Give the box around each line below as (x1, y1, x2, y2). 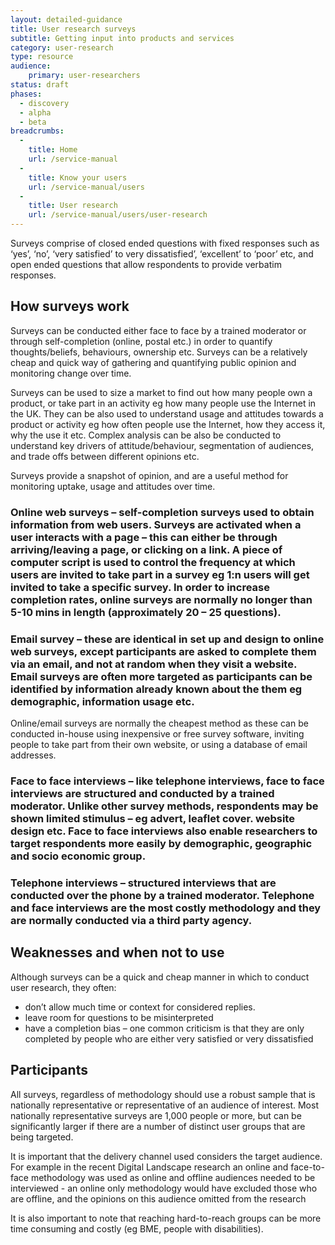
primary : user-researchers (28, 71, 141, 81)
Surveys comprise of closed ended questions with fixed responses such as (10, 237, 320, 249)
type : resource (10, 52, 74, 62)
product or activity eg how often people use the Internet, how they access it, (10, 418, 326, 430)
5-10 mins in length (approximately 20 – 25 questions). (10, 605, 282, 619)
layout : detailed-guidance (10, 14, 123, 25)
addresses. (10, 749, 57, 761)
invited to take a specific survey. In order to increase (10, 580, 270, 594)
